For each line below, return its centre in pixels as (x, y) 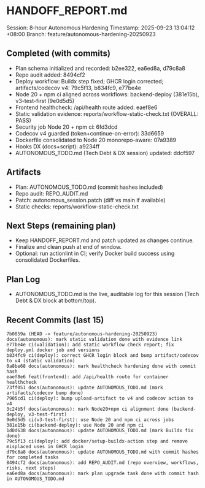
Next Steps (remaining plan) (61, 225)
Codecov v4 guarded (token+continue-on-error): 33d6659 (90, 133)
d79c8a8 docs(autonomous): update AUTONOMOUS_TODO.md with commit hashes (103, 452)
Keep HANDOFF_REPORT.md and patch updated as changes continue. (105, 240)
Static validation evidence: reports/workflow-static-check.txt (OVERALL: (107, 113)
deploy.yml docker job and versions (53, 350)
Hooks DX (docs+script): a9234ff (57, 146)
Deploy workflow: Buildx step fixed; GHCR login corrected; (89, 81)
